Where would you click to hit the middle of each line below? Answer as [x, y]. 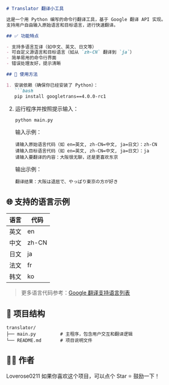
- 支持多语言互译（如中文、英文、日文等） [52, 47]
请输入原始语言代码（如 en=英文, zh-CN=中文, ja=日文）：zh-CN [86, 145]
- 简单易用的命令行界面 [32, 58]
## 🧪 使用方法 [22, 74]
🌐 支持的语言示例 [38, 202]
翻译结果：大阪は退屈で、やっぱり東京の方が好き [66, 182]
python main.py [34, 120]
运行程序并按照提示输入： [47, 109]
